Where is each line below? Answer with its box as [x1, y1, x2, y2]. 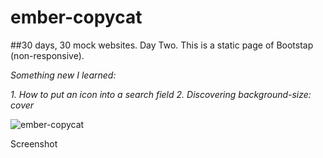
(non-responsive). [10, 49, 85, 61]
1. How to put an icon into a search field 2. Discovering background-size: [10, 88, 312, 100]
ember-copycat [10, 6, 143, 29]
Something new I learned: [10, 69, 117, 81]
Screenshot [10, 137, 58, 150]
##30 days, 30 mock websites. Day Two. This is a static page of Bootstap [10, 39, 314, 51]
